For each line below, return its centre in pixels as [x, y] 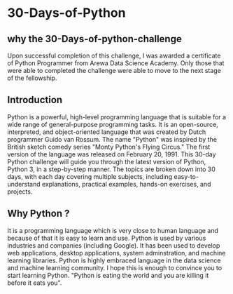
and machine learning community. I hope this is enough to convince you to [115, 267]
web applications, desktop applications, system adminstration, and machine [116, 253]
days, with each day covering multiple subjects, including [90, 176]
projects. [20, 192]
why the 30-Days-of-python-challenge [94, 39]
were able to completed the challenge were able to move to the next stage [114, 71]
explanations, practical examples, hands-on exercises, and [126, 184]
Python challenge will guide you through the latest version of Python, [107, 161]
